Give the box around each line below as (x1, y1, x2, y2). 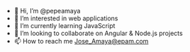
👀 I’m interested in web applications (13, 14, 118, 22)
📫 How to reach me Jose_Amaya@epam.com (13, 37, 149, 45)
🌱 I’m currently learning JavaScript (13, 22, 116, 30)
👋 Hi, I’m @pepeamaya (13, 7, 81, 15)
